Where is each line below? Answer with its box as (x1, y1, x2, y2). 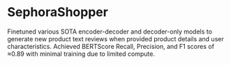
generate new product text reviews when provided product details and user (7, 34, 225, 43)
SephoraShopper (7, 4, 108, 20)
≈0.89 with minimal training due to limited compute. (7, 50, 156, 58)
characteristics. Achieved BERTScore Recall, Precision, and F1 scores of (7, 42, 215, 50)
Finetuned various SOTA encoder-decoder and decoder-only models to (7, 27, 213, 36)
